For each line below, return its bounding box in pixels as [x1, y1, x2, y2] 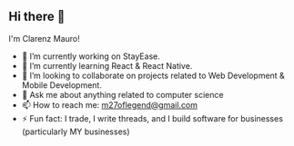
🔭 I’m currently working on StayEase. [21, 51, 160, 62]
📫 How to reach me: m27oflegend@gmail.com [21, 99, 198, 110]
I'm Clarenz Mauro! [8, 33, 81, 44]
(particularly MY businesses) [21, 126, 130, 137]
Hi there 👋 [8, 9, 66, 24]
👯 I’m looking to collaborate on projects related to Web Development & [21, 70, 286, 81]
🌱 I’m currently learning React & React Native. [21, 60, 193, 71]
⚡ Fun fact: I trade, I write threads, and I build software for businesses [21, 112, 284, 123]
